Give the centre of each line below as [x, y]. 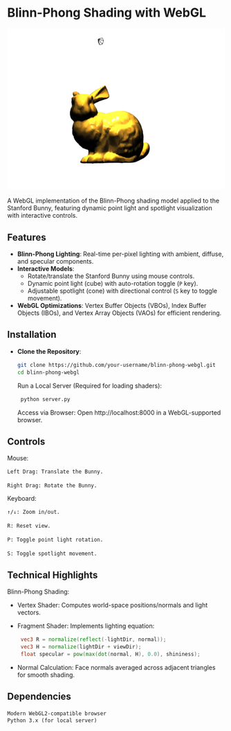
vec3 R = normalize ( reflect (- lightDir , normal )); [93, 639]
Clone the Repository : [49, 351]
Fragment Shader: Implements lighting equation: [86, 626]
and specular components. [55, 261]
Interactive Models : [46, 269]
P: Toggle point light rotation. [55, 540]
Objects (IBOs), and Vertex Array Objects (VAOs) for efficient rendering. [119, 313]
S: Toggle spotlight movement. [52, 554]
